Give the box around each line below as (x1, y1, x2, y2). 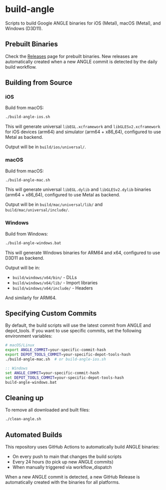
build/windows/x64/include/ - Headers (12, 285, 93, 291)
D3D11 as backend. (5, 255, 44, 261)
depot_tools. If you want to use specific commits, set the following (5, 328, 141, 334)
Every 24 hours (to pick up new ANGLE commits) (12, 458, 114, 464)
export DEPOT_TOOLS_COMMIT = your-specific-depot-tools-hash (5, 352, 131, 357)
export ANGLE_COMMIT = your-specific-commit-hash (5, 347, 106, 353)
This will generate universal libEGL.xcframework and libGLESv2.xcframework (5, 124, 160, 130)
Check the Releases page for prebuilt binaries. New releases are (5, 53, 138, 59)
